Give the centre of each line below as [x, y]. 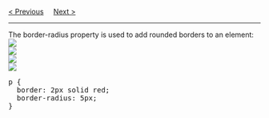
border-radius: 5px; [57, 98]
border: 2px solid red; [63, 90]
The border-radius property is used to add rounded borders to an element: [131, 35]
